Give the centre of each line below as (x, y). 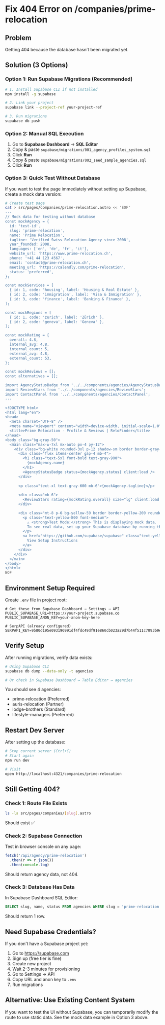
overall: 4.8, (24, 340)
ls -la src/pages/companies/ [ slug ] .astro (48, 813)
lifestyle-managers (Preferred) (43, 715)
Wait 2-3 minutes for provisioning (46, 969)
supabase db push (23, 121)
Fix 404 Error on (39, 9)
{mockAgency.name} (46, 463)
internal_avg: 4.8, (29, 345)
